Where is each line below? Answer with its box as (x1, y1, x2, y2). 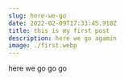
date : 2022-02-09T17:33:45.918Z (8, 19, 117, 27)
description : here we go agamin (8, 34, 117, 43)
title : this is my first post (8, 26, 110, 34)
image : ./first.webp (8, 42, 78, 50)
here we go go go (8, 63, 67, 73)
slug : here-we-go (8, 11, 67, 20)
